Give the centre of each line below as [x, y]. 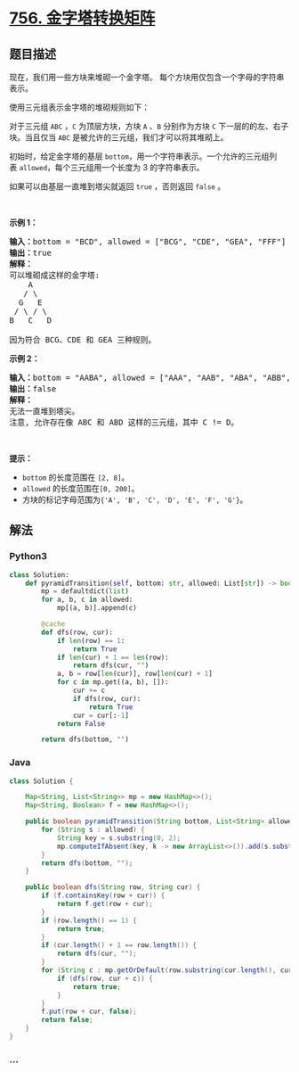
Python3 [28, 557]
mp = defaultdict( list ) [85, 591]
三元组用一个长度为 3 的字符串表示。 [137, 167]
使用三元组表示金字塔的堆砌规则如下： [79, 107]
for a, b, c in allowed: [87, 600]
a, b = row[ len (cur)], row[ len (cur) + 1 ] [135, 674]
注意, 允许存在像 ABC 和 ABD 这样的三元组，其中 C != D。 [124, 422]
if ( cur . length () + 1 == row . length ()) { [119, 945]
